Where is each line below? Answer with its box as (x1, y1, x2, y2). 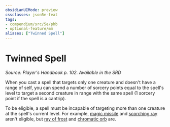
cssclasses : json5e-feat (5, 12, 58, 17)
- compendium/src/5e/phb (5, 21, 58, 27)
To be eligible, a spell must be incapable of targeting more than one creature (5, 105, 165, 111)
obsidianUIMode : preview (5, 7, 58, 13)
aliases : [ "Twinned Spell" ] (5, 31, 65, 36)
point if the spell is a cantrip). (5, 95, 66, 101)
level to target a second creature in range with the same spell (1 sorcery (5, 90, 155, 96)
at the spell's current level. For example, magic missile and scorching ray (5, 110, 158, 116)
